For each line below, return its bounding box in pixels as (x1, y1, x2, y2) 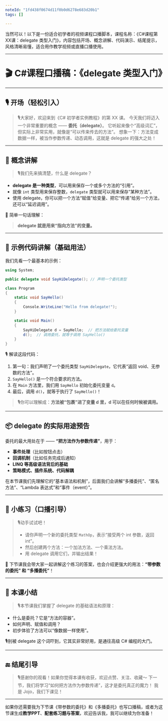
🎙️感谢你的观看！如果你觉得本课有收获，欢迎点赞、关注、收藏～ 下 (17, 674, 153, 680)
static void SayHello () (14, 295, 64, 300)
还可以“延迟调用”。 (12, 201, 52, 207)
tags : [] (5, 12, 23, 17)
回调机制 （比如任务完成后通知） (12, 455, 78, 461)
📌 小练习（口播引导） (5, 505, 70, 514)
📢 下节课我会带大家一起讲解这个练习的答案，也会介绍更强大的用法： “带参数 (5, 561, 161, 567)
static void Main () (14, 318, 55, 323)
